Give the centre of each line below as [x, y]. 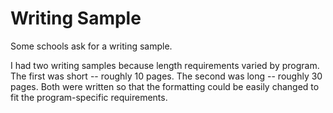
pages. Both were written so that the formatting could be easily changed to [165, 86]
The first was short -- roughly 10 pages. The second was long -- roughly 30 [166, 76]
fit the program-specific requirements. [89, 97]
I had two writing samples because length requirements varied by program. [165, 65]
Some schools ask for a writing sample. [91, 46]
